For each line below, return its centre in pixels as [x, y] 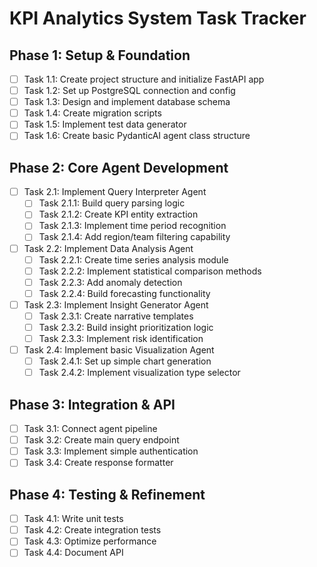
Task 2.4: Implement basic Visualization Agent [119, 350]
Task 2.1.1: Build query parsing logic [112, 203]
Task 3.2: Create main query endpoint [101, 440]
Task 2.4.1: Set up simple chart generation [125, 361]
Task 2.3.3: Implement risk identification [121, 338]
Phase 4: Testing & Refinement [107, 494]
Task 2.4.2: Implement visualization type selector [139, 373]
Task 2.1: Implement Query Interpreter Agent [115, 192]
